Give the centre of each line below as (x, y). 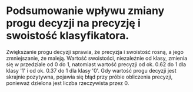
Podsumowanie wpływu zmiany (85, 11)
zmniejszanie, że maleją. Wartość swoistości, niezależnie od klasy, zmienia (97, 58)
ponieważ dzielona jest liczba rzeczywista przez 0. (68, 83)
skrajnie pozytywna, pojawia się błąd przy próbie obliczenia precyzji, (89, 77)
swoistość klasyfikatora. (68, 36)
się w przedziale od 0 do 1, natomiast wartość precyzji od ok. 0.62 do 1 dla (96, 64)
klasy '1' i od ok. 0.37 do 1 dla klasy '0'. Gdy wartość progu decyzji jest (91, 70)
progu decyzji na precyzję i (74, 23)
